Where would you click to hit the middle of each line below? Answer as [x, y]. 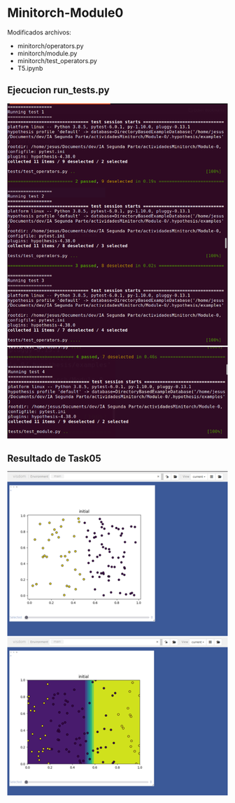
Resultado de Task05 [54, 458]
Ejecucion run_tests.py [58, 90]
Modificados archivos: [39, 32]
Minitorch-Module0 [65, 13]
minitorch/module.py [47, 53]
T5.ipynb [30, 68]
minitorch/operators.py [50, 46]
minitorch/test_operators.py [57, 60]
